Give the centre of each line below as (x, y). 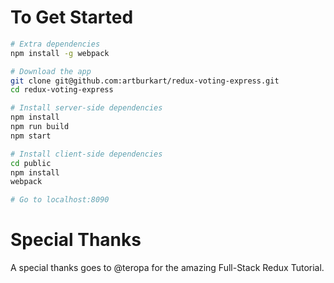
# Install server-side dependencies (86, 108)
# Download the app (51, 71)
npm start (31, 136)
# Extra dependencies (55, 44)
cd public (31, 163)
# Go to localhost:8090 (60, 200)
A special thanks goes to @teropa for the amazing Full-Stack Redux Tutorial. (167, 268)
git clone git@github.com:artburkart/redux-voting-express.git (145, 81)
